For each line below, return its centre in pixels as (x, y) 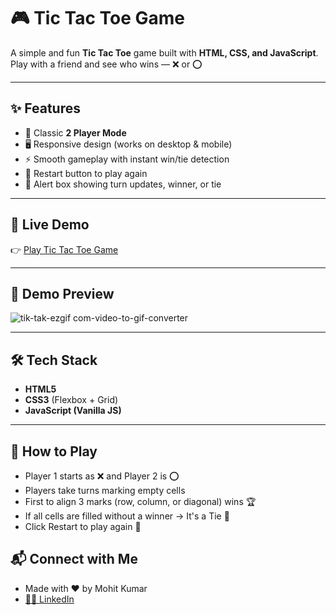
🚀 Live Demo (50, 225)
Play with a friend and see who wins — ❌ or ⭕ (106, 64)
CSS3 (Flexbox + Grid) (71, 400)
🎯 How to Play (54, 451)
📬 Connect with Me (74, 559)
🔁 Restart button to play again (86, 173)
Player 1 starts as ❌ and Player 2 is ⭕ (102, 476)
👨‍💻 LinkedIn (49, 599)
